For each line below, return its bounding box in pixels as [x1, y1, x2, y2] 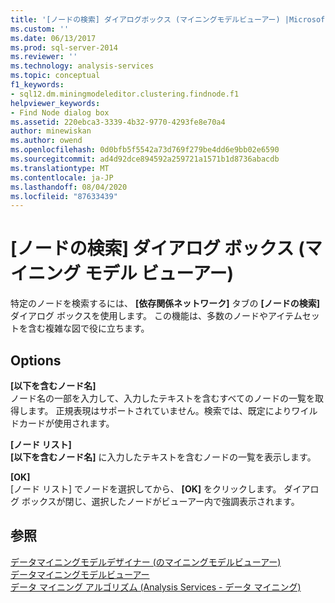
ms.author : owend [10, 136, 83, 146]
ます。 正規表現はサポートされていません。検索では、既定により [27, 405, 292, 416]
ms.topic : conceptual [10, 71, 101, 81]
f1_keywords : [10, 80, 65, 90]
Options [10, 352, 62, 369]
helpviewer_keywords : [10, 98, 101, 108]
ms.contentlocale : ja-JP [10, 172, 114, 183]
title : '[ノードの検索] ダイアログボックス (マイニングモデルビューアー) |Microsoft [10, 14, 330, 25]
